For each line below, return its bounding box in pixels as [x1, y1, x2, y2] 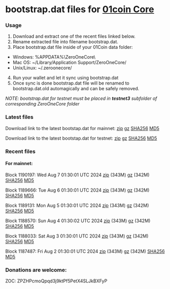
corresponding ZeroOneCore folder [5, 101, 80, 107]
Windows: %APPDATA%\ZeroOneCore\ [12, 54, 96, 60]
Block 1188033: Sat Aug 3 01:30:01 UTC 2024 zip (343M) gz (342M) [5, 233, 149, 239]
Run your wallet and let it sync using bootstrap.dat [12, 75, 119, 81]
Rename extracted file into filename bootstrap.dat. [12, 39, 118, 45]
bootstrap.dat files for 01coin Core [5, 4, 154, 15]
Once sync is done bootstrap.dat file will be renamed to [12, 80, 130, 86]
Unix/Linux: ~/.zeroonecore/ [12, 65, 72, 71]
